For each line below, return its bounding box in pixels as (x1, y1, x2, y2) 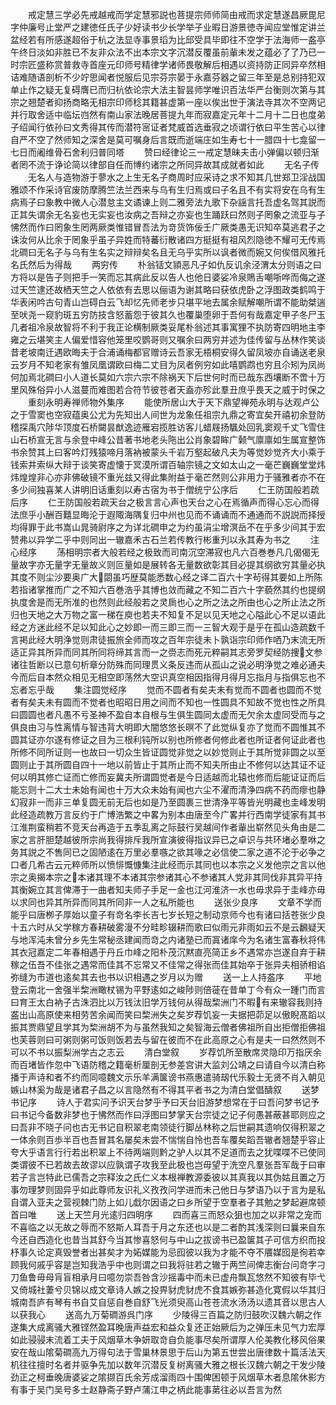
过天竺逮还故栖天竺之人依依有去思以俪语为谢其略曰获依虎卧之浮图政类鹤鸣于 (10, 284, 326, 295)
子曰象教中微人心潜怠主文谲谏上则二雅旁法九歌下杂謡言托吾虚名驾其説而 (27, 196, 326, 208)
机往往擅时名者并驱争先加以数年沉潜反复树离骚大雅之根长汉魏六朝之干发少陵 (10, 1359, 326, 1370)
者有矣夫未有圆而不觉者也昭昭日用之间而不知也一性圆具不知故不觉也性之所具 (10, 696, 326, 708)
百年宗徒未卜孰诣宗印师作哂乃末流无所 (167, 634, 326, 645)
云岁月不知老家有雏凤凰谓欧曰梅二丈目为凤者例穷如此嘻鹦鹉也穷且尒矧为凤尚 (10, 359, 326, 370)
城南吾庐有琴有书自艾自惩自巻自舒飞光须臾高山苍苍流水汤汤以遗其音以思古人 (10, 1296, 326, 1308)
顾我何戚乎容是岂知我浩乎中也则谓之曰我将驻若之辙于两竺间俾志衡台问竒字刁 (10, 1259, 326, 1270)
